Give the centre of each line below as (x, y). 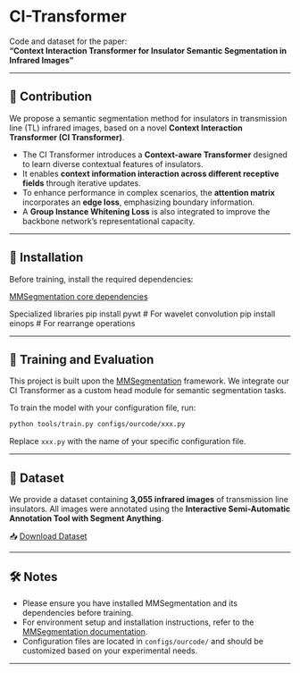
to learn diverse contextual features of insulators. (112, 164)
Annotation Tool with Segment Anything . (87, 518)
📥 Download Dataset (48, 536)
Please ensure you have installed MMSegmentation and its (130, 603)
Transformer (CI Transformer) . (67, 137)
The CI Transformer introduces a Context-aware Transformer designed (155, 155)
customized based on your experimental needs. (110, 651)
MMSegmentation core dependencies (79, 296)
